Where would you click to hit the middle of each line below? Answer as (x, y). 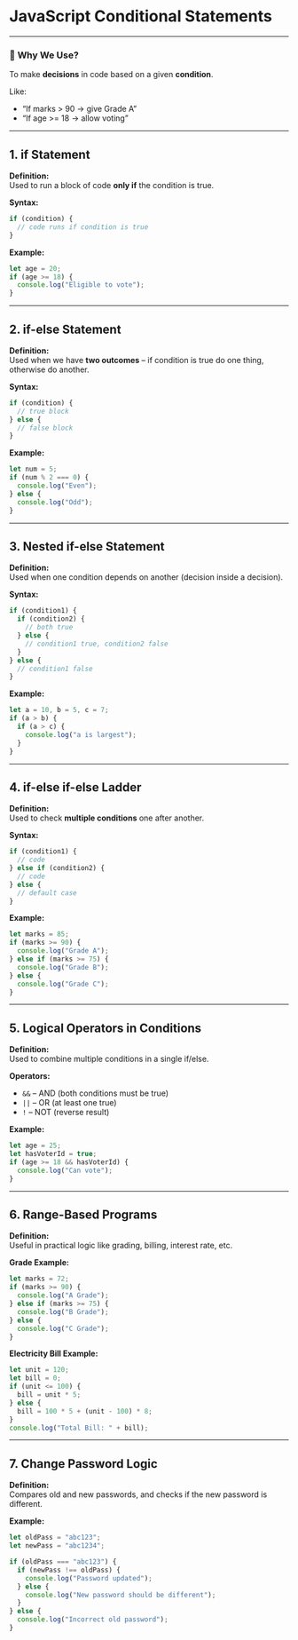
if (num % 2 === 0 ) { (49, 478)
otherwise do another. (50, 369)
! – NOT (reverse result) (66, 1113)
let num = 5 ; (33, 469)
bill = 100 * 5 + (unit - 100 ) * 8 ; (85, 1411)
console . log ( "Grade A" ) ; (63, 951)
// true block (43, 411)
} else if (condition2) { (57, 868)
